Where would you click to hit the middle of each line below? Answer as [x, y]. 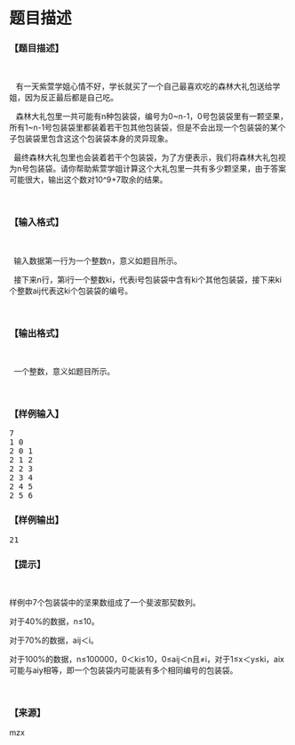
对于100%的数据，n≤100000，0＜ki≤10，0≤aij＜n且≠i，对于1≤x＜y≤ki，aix [147, 659]
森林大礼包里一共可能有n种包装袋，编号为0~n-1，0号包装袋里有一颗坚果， [152, 116]
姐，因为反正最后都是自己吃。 [64, 98]
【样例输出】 [37, 520]
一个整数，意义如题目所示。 [64, 372]
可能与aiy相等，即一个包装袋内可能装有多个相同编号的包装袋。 [124, 670]
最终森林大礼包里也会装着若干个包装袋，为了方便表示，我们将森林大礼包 [145, 157]
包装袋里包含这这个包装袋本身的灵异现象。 [95, 139]
